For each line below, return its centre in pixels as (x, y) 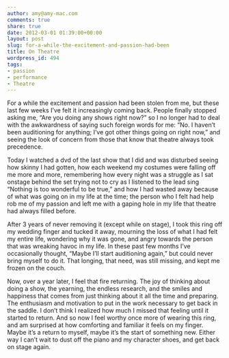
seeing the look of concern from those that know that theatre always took (110, 140)
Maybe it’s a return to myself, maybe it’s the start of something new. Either (111, 333)
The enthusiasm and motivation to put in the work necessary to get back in (112, 303)
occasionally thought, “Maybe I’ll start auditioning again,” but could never (110, 254)
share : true (24, 26)
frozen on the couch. (37, 268)
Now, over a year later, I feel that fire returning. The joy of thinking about (109, 281)
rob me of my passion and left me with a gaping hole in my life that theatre (112, 204)
